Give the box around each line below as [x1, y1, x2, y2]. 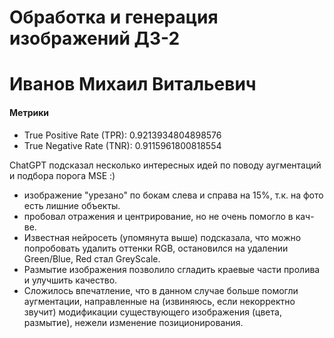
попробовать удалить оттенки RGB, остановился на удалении [23, 242, 289, 254]
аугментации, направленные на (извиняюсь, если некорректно [23, 295, 296, 307]
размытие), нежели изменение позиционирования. [23, 316, 244, 328]
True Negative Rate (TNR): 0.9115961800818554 [23, 139, 222, 151]
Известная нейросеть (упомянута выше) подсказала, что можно [23, 231, 302, 243]
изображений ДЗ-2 [9, 27, 181, 50]
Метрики [9, 106, 50, 118]
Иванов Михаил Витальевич [9, 73, 257, 96]
